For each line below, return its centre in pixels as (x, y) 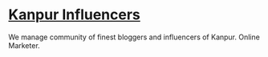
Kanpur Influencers (74, 15)
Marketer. (24, 45)
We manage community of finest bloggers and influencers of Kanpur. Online (134, 37)
